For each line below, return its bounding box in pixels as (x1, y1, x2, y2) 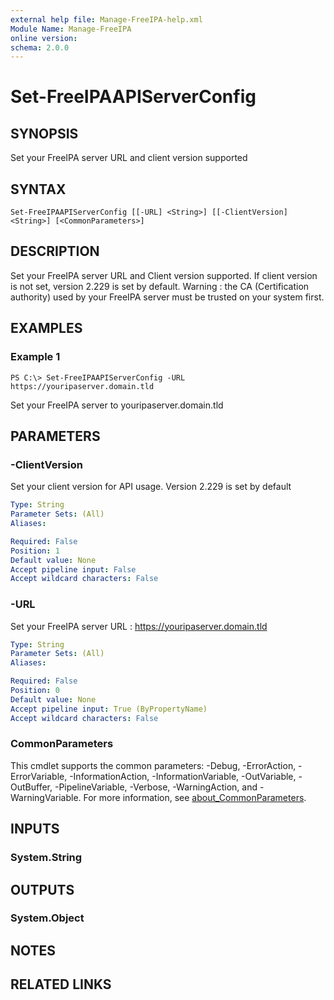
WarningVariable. (10, 791, 82, 803)
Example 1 (10, 350, 61, 364)
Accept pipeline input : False (10, 564, 137, 575)
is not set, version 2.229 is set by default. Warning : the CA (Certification (10, 280, 310, 292)
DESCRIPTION (10, 243, 100, 260)
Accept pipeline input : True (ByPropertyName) (10, 704, 208, 714)
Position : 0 (10, 686, 60, 696)
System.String (10, 851, 83, 865)
